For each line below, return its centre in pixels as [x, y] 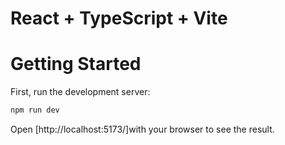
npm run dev [35, 110]
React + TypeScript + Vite [119, 18]
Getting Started [76, 64]
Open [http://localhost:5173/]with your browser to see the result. [142, 129]
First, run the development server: [80, 92]
